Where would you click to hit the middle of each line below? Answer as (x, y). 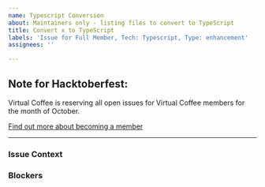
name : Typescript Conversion (56, 15)
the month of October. (44, 110)
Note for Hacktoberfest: (68, 84)
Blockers (26, 175)
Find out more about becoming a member (76, 126)
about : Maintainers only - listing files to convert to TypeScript (121, 23)
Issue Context (35, 154)
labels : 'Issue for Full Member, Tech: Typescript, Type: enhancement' (128, 37)
